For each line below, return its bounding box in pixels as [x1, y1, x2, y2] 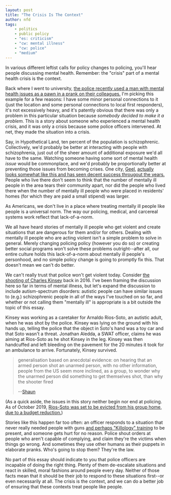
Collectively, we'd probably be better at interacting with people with [5, 144, 148, 150]
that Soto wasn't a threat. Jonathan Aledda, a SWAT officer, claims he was [5, 331, 161, 337]
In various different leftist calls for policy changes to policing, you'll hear [5, 64, 157, 71]
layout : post [5, 7, 33, 13]
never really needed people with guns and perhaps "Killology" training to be [5, 424, 165, 431]
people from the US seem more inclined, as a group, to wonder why [17, 368, 161, 374]
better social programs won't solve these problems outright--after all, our [5, 245, 159, 251]
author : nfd [5, 17, 31, 22]
